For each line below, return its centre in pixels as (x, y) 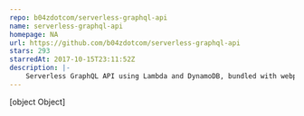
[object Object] (38, 102)
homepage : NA (34, 34)
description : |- (40, 68)
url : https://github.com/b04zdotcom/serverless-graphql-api (125, 43)
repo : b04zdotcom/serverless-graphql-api (89, 18)
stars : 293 (30, 51)
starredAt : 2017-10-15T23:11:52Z (72, 59)
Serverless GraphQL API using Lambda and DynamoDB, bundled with (152, 76)
